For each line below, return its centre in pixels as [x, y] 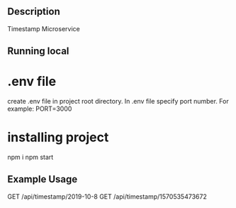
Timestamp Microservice [44, 28]
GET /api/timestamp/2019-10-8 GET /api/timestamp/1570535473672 [107, 196]
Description [34, 12]
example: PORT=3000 [40, 109]
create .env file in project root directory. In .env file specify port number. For [118, 102]
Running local [38, 51]
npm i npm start [30, 157]
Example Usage [43, 179]
